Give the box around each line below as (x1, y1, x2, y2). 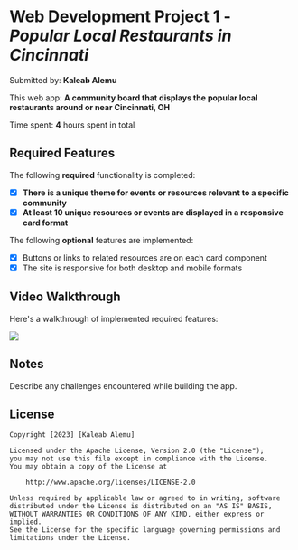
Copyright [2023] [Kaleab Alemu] (9, 431, 135, 440)
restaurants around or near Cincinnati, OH (9, 101, 170, 112)
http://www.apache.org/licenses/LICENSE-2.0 (25, 478, 196, 488)
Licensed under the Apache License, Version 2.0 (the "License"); (9, 446, 265, 456)
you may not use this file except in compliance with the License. (9, 454, 269, 463)
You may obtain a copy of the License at (9, 462, 168, 471)
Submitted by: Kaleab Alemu (9, 74, 117, 85)
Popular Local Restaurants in (9, 25, 232, 46)
